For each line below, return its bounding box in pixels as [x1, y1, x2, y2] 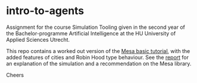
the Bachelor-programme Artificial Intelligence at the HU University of [6, 29, 176, 36]
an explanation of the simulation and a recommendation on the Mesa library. [6, 60, 192, 67]
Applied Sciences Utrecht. [6, 36, 70, 43]
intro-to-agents [6, 4, 85, 18]
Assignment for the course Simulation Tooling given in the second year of [6, 24, 185, 31]
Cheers [6, 71, 24, 78]
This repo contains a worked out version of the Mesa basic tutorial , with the [6, 47, 190, 54]
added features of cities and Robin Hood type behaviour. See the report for [6, 54, 189, 61]
